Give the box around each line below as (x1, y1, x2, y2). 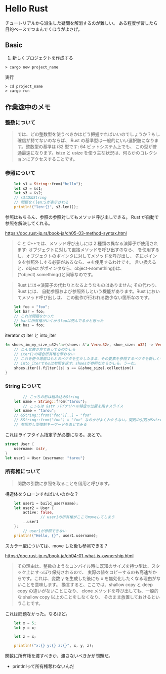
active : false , (23, 510, 54, 515)
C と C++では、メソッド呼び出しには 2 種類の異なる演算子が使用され (17, 240, 159, 246)
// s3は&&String (14, 195, 47, 200)
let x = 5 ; (14, 620, 37, 626)
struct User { (5, 442, 35, 447)
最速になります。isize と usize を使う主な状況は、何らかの (21, 150, 140, 156)
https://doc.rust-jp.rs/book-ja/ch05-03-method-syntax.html (5, 230, 127, 236)
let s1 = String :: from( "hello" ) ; (14, 181, 83, 186)
